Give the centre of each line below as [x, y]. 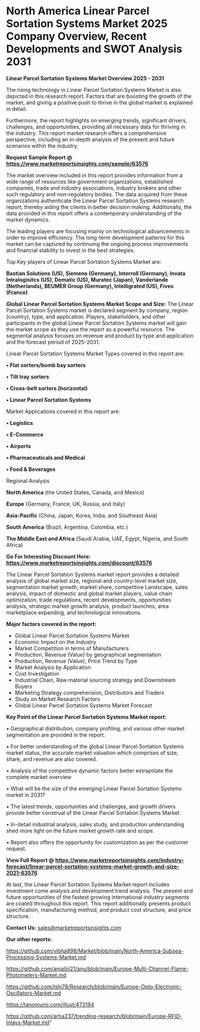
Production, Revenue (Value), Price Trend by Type [76, 661]
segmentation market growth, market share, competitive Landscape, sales [97, 587]
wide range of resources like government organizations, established [90, 181]
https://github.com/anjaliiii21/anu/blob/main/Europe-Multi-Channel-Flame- [97, 969]
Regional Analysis [28, 480]
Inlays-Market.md [28, 1022]
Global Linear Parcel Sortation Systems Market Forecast [83, 705]
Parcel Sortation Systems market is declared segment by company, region [97, 310]
